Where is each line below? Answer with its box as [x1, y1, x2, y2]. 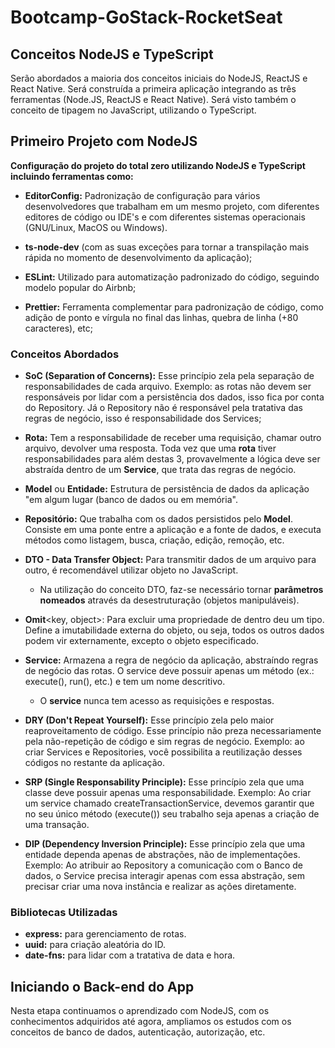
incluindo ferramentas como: [10, 170, 134, 182]
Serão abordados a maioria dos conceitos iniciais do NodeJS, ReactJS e [10, 72, 308, 84]
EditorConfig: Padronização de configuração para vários [24, 189, 261, 201]
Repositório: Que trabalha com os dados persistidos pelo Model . [24, 513, 293, 525]
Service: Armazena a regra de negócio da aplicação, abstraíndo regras [24, 654, 319, 666]
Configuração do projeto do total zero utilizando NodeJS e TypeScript [10, 159, 306, 171]
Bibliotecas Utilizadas [10, 906, 118, 920]
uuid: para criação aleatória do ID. [24, 939, 167, 951]
